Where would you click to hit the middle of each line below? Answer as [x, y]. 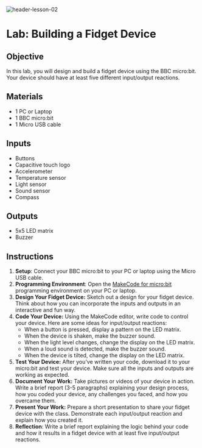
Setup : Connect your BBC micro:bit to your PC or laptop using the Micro [105, 271]
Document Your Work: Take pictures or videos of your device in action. [105, 382]
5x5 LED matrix [34, 231]
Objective [25, 56]
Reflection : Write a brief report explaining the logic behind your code [102, 427]
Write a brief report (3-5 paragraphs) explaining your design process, [102, 388]
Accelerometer [34, 171]
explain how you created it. [49, 420]
